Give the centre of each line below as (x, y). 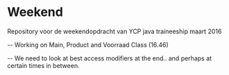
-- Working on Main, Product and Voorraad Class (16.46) (88, 44)
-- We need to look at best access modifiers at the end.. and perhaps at (110, 58)
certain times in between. (43, 65)
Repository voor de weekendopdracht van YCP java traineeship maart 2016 (114, 31)
